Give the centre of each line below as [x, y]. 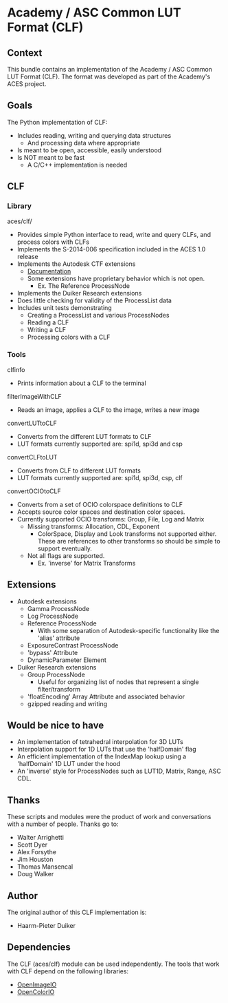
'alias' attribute [59, 638]
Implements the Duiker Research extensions [79, 293]
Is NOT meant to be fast [51, 157]
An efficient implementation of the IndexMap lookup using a [102, 756]
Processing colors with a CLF [69, 337]
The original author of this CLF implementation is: [77, 912]
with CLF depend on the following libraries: [68, 971]
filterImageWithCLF [34, 396]
